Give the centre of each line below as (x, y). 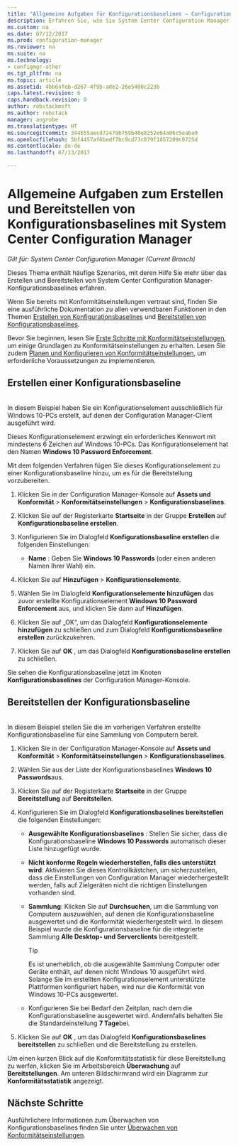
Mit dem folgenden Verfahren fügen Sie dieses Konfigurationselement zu (114, 465)
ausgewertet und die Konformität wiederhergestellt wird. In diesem (125, 921)
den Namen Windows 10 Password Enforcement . (80, 451)
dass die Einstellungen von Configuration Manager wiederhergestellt (128, 877)
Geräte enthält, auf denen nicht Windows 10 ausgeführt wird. (117, 971)
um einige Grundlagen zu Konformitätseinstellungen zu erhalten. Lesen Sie (117, 345)
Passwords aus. (40, 777)
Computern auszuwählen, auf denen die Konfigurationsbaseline (121, 914)
